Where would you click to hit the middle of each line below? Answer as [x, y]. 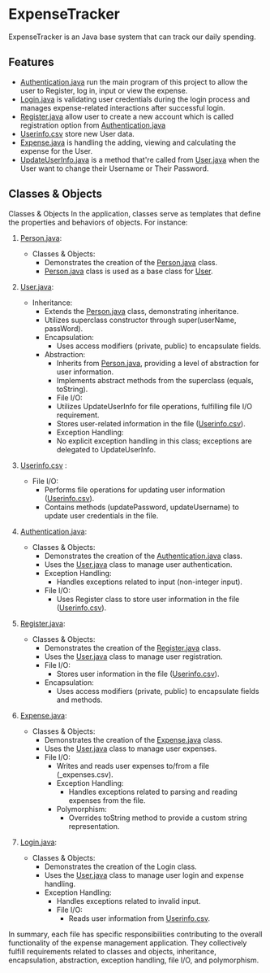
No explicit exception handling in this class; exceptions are [154, 441]
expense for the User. [56, 151]
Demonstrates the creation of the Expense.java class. [133, 740]
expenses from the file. [107, 800]
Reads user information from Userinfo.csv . [139, 918]
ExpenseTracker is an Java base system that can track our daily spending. [133, 37]
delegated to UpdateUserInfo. [106, 449]
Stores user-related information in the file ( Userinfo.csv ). [151, 423]
